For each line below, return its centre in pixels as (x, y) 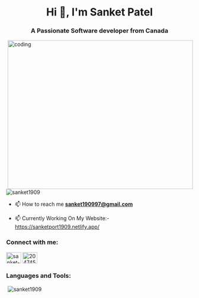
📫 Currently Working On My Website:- (62, 218)
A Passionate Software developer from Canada (99, 31)
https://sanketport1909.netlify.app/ (57, 227)
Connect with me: (32, 242)
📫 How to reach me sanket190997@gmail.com (74, 204)
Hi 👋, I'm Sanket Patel (99, 12)
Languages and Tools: (38, 275)
